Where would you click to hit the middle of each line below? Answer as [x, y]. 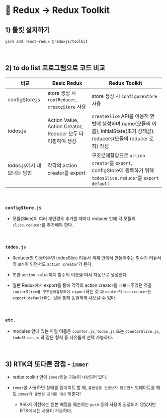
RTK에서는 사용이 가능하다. [46, 411]
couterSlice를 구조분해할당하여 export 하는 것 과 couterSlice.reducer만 [82, 292]
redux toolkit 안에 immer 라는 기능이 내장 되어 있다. [60, 377]
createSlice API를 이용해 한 [123, 116]
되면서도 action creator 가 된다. [61, 264]
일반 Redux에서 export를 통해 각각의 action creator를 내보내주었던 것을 [82, 285]
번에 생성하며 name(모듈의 [121, 123]
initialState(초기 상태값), [128, 131]
